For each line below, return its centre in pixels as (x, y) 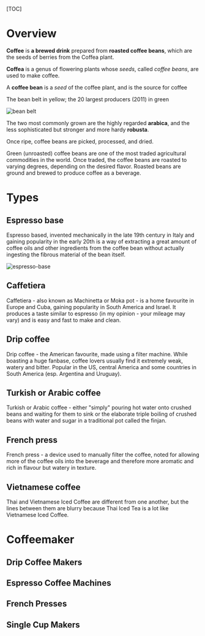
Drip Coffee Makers (44, 562)
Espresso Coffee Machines (59, 583)
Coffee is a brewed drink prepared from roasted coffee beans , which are (99, 50)
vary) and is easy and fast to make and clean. (64, 320)
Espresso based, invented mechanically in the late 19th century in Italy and (100, 235)
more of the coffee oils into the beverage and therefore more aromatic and (100, 461)
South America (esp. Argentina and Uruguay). (64, 374)
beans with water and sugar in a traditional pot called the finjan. (87, 421)
